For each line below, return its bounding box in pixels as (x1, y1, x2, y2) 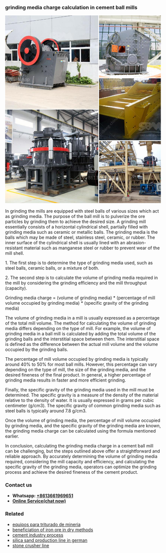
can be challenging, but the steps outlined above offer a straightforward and (5, 448, 161, 454)
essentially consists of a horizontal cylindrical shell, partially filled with (5, 223, 148, 229)
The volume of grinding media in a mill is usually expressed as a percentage (5, 315, 160, 321)
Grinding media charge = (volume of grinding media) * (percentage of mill (5, 294, 156, 301)
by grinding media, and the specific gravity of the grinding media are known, (5, 423, 161, 429)
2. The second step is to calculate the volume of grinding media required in (5, 275, 158, 280)
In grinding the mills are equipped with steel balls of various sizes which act (5, 208, 159, 214)
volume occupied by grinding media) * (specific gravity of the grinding (5, 300, 149, 306)
